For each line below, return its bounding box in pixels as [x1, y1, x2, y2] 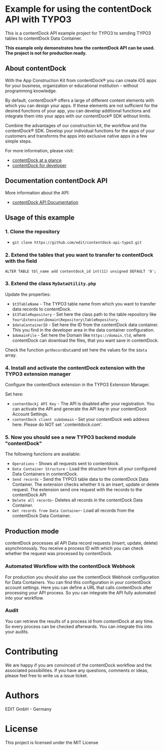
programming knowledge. [5, 87, 57, 94]
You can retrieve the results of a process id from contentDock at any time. [5, 618, 154, 624]
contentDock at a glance [12, 157, 62, 163]
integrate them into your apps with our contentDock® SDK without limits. [5, 113, 151, 119]
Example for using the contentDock [5, 3, 152, 15]
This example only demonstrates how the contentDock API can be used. [5, 45, 155, 51]
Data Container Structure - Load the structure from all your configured [12, 466, 157, 472]
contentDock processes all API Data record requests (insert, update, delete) [5, 540, 158, 546]
